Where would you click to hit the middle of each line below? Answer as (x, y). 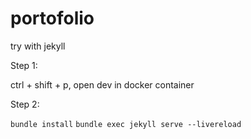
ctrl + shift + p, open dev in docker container (102, 84)
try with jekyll (38, 46)
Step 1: (24, 65)
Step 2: (25, 104)
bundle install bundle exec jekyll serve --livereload (126, 124)
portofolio (52, 18)
